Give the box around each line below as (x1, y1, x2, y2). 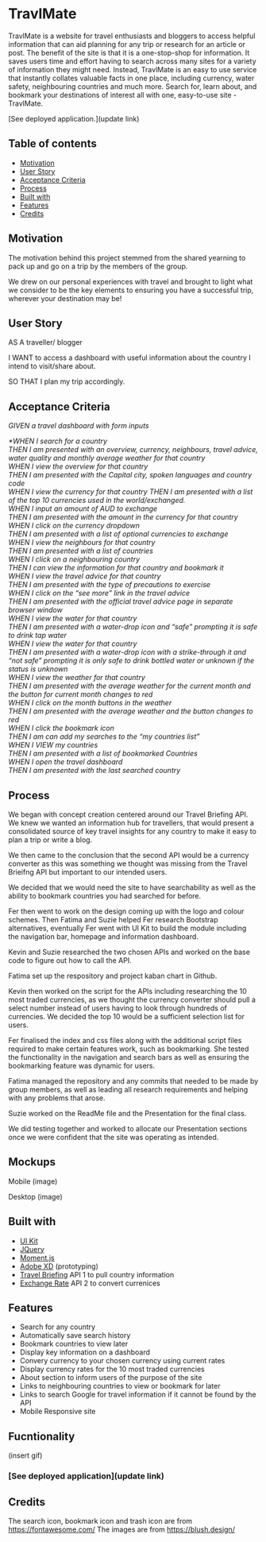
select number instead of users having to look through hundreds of (8, 1003, 228, 1013)
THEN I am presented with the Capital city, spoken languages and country (8, 470, 253, 480)
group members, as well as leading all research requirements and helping (8, 1085, 249, 1094)
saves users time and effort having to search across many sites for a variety (8, 56, 256, 66)
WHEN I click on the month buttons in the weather (8, 698, 172, 708)
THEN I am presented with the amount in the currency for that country (8, 512, 238, 522)
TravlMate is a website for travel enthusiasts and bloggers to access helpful (8, 31, 256, 41)
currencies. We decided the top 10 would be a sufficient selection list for (8, 1012, 245, 1021)
